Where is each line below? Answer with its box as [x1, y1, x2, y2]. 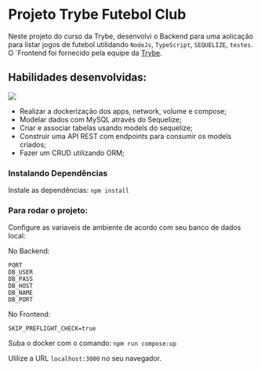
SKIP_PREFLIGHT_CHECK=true [8, 325, 96, 333]
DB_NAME [8, 289, 34, 297]
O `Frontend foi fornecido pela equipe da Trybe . [8, 48, 162, 57]
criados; [19, 140, 47, 149]
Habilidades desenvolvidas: [8, 71, 147, 84]
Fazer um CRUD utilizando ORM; [19, 147, 125, 158]
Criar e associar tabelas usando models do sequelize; [19, 123, 194, 133]
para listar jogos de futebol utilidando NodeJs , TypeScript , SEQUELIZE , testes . [8, 39, 253, 49]
